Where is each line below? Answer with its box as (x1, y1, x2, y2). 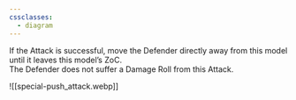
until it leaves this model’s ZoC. (9, 54, 122, 65)
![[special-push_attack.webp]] (9, 81, 119, 91)
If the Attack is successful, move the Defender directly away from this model (9, 45, 288, 55)
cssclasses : (9, 12, 53, 22)
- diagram (17, 21, 53, 30)
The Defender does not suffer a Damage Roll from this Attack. (9, 63, 234, 75)
